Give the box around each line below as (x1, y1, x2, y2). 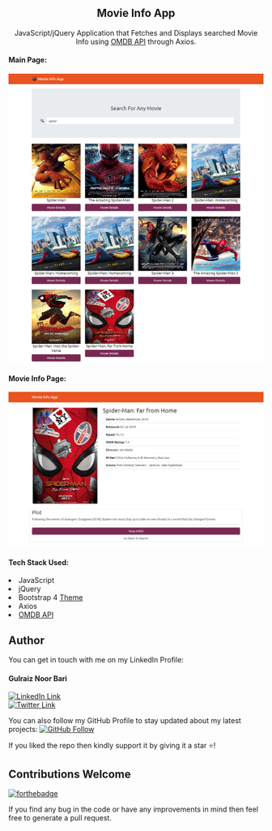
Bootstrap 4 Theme (19, 593, 83, 602)
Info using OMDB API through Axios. (75, 36, 197, 46)
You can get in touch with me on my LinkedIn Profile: (8, 655, 185, 665)
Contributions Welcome (8, 767, 131, 781)
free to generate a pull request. (8, 813, 112, 823)
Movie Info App (96, 6, 176, 20)
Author (8, 633, 45, 647)
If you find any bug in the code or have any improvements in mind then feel (8, 804, 259, 814)
